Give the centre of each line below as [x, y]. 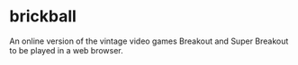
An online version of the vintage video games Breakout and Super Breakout [149, 41]
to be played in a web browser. [66, 50]
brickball [43, 16]
